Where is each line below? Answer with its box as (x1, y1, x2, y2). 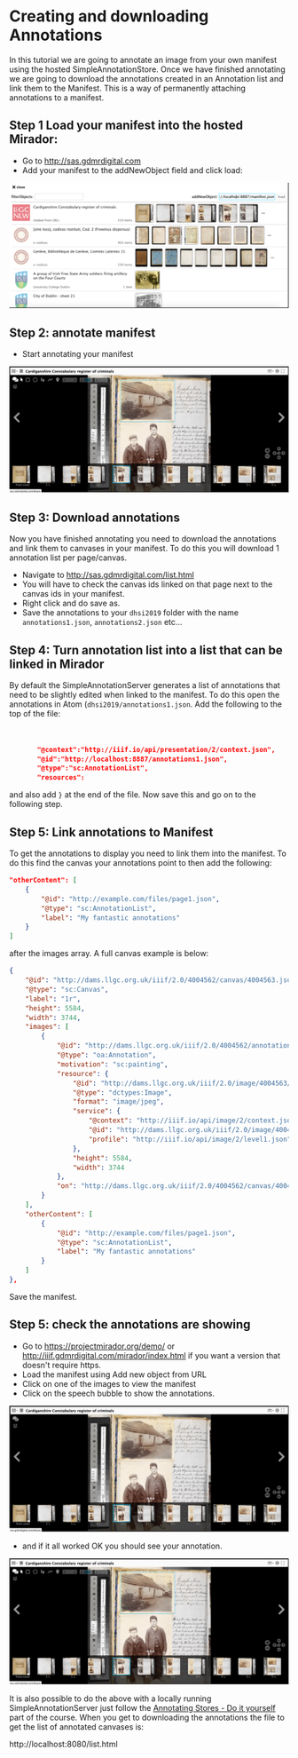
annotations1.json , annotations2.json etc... (21, 617, 183, 628)
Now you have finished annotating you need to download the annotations (9, 534, 277, 544)
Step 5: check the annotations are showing (9, 1317, 251, 1333)
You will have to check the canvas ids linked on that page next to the (21, 579, 273, 590)
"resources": (36, 773, 86, 782)
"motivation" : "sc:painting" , (56, 1059, 169, 1069)
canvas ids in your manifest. (21, 589, 125, 599)
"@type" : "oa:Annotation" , (56, 1050, 157, 1060)
